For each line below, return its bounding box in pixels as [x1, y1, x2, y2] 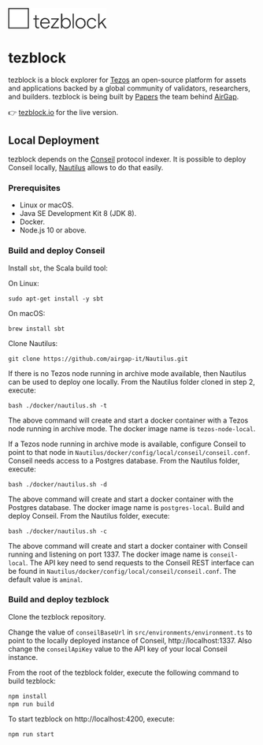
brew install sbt [8, 325, 65, 333]
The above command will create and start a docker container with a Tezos [8, 415, 249, 425]
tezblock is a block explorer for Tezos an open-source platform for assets [8, 75, 246, 85]
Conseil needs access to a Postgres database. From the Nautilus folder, [8, 456, 240, 465]
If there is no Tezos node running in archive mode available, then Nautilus [8, 368, 246, 378]
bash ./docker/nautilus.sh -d [8, 480, 108, 488]
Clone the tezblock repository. [8, 612, 106, 621]
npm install [8, 692, 47, 700]
